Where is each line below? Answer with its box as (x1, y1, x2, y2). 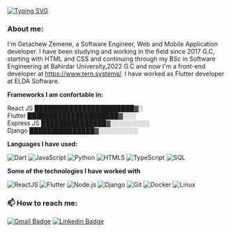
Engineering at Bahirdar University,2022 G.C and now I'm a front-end (7, 62, 206, 71)
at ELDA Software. (7, 77, 60, 85)
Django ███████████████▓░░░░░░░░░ (7, 126, 138, 135)
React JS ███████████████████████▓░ (7, 104, 143, 113)
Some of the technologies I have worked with (7, 167, 141, 175)
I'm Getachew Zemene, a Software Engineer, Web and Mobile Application (7, 40, 218, 48)
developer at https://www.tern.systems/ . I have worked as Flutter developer (7, 70, 225, 78)
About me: (7, 24, 44, 34)
